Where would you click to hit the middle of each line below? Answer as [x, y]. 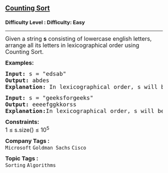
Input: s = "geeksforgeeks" [49, 98]
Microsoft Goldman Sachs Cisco [46, 148]
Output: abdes [27, 80]
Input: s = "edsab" [36, 73]
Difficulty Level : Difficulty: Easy [45, 22]
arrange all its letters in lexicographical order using [72, 45]
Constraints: [22, 122]
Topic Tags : [22, 158]
